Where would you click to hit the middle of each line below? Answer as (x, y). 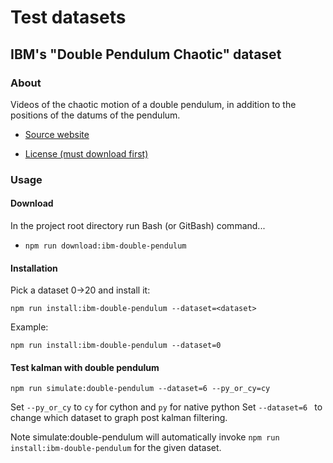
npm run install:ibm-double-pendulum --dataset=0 (116, 346)
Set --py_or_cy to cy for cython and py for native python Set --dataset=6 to (166, 407)
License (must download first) (86, 153)
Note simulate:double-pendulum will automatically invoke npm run (145, 437)
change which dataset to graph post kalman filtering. (119, 418)
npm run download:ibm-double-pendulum (105, 246)
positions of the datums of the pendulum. (95, 115)
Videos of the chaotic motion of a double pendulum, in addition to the (153, 104)
